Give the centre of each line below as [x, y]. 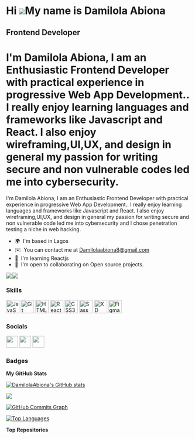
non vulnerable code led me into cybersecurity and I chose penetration [92, 223]
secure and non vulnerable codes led [98, 169]
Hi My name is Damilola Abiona [86, 11]
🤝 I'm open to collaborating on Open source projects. [79, 264]
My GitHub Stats [27, 373]
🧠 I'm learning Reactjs [42, 258]
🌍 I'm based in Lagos [42, 241]
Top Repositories [27, 430]
